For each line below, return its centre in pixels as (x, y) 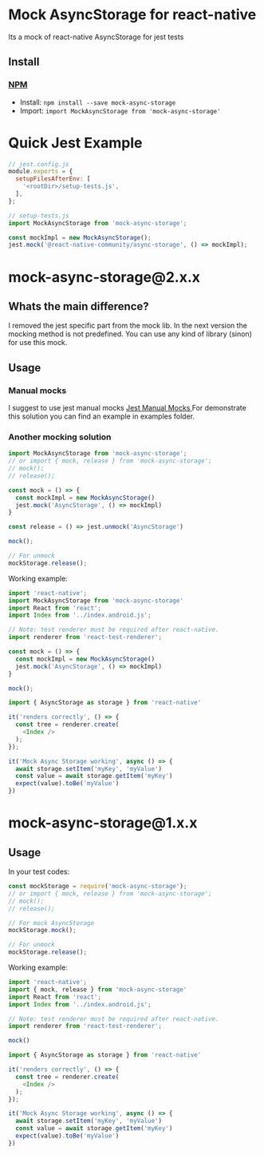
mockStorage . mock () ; (43, 931)
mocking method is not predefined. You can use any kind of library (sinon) (130, 334)
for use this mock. (38, 343)
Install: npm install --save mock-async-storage (98, 102)
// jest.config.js (39, 164)
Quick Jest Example (75, 143)
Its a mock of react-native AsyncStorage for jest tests (96, 37)
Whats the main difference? (79, 306)
